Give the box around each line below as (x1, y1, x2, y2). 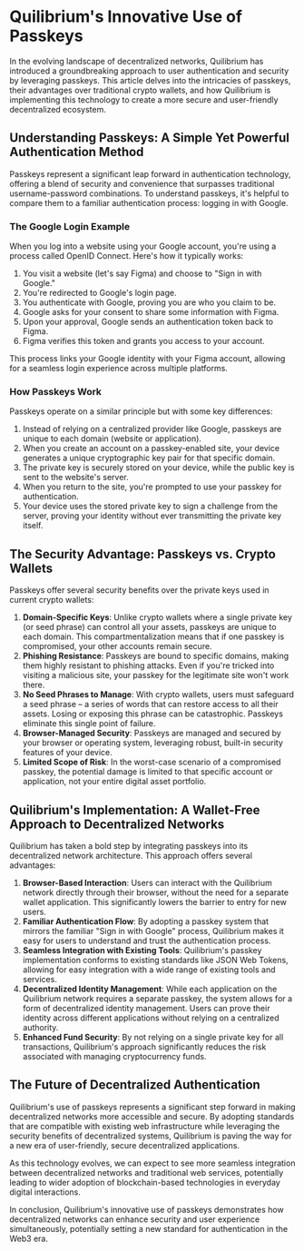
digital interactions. (9, 1187, 82, 1197)
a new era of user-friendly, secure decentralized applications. (9, 1139, 240, 1150)
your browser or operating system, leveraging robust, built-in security (22, 737, 284, 748)
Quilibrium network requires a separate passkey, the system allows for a (22, 992, 293, 1004)
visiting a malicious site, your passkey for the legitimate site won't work (22, 670, 289, 681)
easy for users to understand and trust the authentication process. (22, 935, 271, 946)
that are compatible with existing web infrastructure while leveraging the (9, 1120, 280, 1131)
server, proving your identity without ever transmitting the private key (22, 510, 282, 521)
